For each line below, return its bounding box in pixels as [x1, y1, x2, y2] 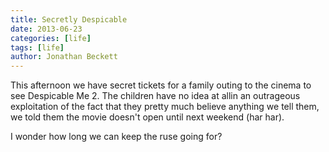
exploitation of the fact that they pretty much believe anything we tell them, [10, 101, 320, 113]
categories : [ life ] [10, 33, 92, 43]
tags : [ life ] [10, 42, 65, 53]
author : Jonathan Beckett [10, 52, 118, 62]
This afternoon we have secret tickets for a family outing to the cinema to [10, 79, 312, 91]
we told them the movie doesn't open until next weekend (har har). [10, 111, 285, 123]
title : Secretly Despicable [10, 14, 128, 25]
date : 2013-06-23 [10, 24, 83, 34]
